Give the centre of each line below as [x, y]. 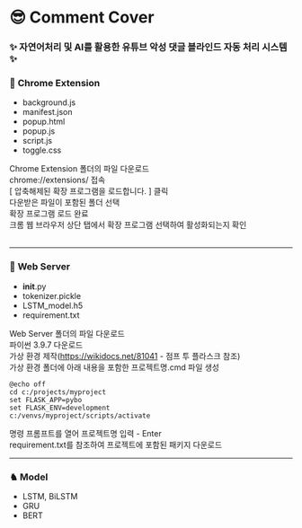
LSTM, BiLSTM [50, 496]
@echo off [28, 384]
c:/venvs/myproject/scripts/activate [80, 416]
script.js [37, 141]
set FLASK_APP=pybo [46, 400]
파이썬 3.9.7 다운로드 [46, 345]
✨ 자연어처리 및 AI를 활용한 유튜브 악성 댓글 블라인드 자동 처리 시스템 [148, 48]
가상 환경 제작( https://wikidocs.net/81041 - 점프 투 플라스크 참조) [125, 356]
